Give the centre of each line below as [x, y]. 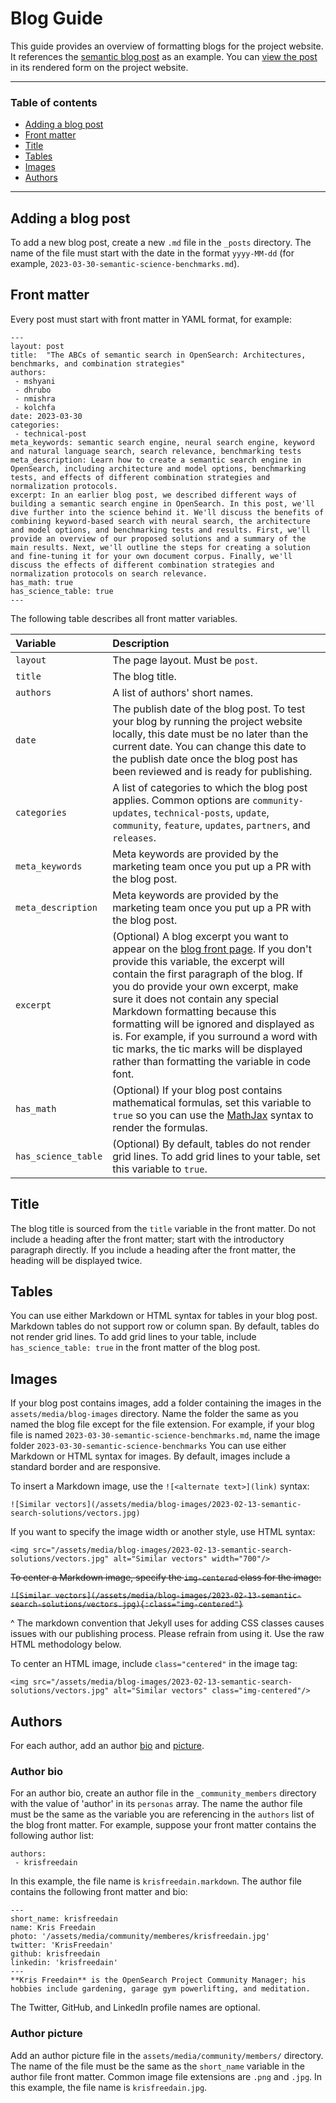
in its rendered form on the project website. [99, 67]
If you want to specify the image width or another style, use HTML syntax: [163, 1532]
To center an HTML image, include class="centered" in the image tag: [154, 1664]
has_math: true [42, 582]
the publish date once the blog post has [205, 759]
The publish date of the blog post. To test [209, 709]
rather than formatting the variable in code [212, 1061]
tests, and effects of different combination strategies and [140, 477]
